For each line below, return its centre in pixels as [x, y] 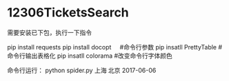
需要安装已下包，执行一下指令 [49, 32]
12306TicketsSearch [68, 13]
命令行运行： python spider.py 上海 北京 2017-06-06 [82, 70]
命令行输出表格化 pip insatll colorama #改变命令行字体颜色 [90, 56]
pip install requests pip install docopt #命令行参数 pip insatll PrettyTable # [115, 47]
